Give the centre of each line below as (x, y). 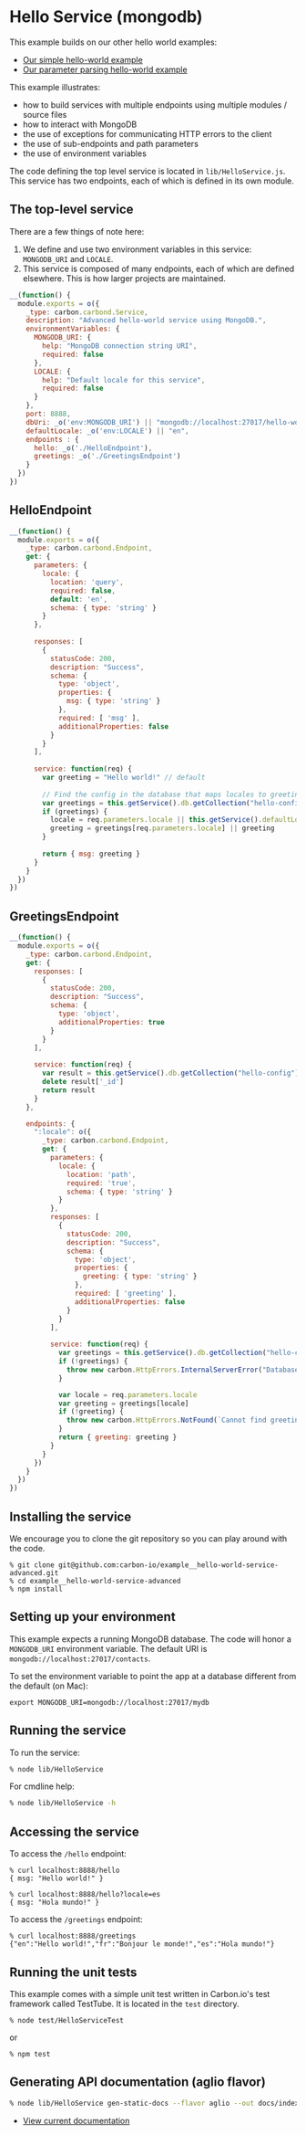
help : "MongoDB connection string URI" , (120, 346)
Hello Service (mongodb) (106, 17)
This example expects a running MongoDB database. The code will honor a (150, 1639)
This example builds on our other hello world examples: (113, 42)
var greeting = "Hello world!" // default (124, 778)
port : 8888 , (48, 414)
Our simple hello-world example (82, 59)
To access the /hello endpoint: (68, 1854)
